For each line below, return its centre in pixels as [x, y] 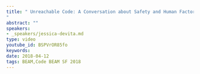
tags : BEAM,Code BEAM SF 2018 [44, 61]
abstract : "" [22, 23]
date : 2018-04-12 [28, 56]
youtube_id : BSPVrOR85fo [37, 45]
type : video [21, 39]
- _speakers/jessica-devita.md [45, 34]
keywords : [18, 51]
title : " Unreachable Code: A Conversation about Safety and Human [92, 12]
